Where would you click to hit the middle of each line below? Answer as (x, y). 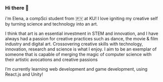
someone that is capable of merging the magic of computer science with (78, 55)
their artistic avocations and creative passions (51, 60)
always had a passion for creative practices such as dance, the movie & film (81, 39)
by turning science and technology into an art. (52, 24)
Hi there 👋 (17, 8)
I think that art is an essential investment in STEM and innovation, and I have (82, 33)
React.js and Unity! (24, 74)
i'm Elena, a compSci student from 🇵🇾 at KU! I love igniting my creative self (81, 19)
